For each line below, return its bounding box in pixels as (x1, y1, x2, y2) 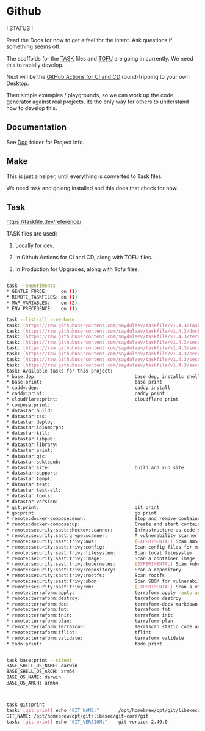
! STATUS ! (6, 24, 34, 32)
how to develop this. (6, 104, 57, 111)
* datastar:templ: (6, 476, 53, 482)
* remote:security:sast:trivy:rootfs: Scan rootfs (6, 573, 165, 579)
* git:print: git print (6, 504, 160, 510)
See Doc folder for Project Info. (6, 138, 85, 146)
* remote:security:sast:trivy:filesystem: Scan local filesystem (6, 549, 192, 556)
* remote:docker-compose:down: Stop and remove (6, 516, 176, 522)
